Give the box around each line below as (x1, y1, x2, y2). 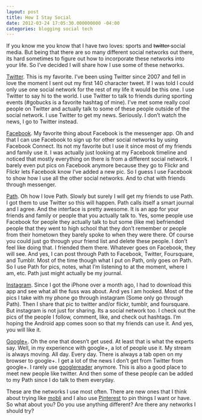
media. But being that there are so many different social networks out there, (6, 49, 194, 56)
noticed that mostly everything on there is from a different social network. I (6, 155, 192, 163)
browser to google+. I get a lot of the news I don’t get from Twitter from (6, 357, 184, 364)
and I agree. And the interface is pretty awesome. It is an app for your (6, 206, 179, 213)
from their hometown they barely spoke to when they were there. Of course (6, 231, 194, 238)
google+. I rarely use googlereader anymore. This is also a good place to (6, 363, 187, 371)
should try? (6, 407, 34, 415)
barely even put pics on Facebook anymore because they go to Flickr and (6, 162, 189, 169)
